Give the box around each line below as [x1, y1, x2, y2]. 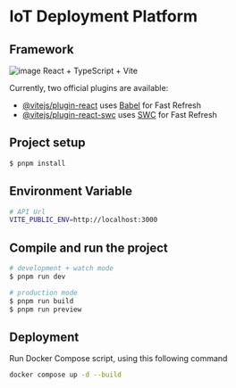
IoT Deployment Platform [9, 6, 198, 27]
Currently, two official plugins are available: [9, 83, 169, 93]
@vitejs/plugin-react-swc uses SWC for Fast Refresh [21, 110, 217, 120]
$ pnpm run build [9, 296, 74, 305]
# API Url [9, 207, 46, 216]
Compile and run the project [9, 240, 168, 255]
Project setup [9, 136, 87, 151]
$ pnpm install [9, 159, 66, 168]
